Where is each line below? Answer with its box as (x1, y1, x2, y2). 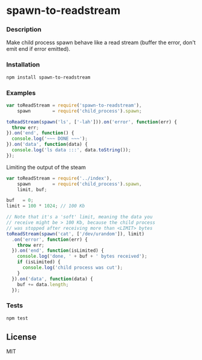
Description (6, 25, 42, 34)
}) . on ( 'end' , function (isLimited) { (11, 247, 104, 254)
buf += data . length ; (17, 281, 69, 287)
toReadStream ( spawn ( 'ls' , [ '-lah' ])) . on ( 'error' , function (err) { (6, 119, 177, 125)
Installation (6, 61, 41, 69)
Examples (6, 88, 36, 97)
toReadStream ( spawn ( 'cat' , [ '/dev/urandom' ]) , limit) (6, 231, 145, 237)
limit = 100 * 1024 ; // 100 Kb (6, 203, 85, 209)
